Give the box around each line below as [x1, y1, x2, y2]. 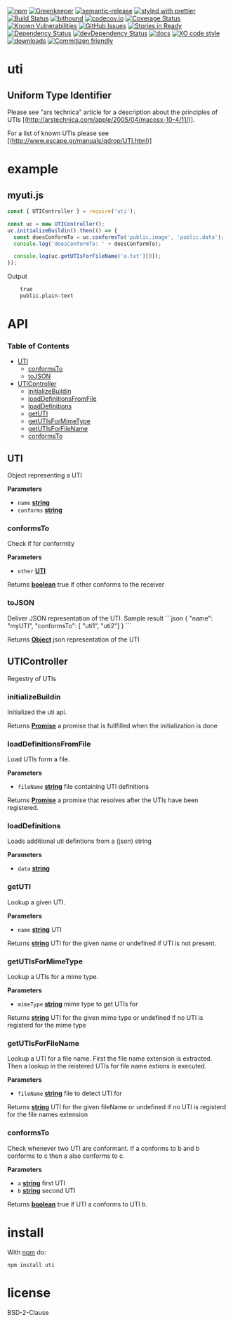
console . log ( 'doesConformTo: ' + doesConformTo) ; [13, 240, 161, 247]
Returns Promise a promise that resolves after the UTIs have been [7, 796, 199, 804]
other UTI [17, 567, 46, 575]
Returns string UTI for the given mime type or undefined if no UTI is [7, 1014, 204, 1022]
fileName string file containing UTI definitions [17, 782, 149, 791]
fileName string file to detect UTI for [17, 1089, 123, 1098]
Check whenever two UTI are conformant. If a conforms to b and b [7, 1144, 200, 1152]
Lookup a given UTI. [7, 898, 66, 906]
